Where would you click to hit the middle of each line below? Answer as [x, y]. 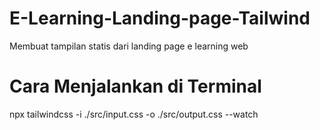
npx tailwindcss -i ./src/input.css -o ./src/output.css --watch [134, 114]
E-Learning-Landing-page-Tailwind [160, 18]
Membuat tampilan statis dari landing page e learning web [129, 46]
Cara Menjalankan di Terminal [135, 86]
